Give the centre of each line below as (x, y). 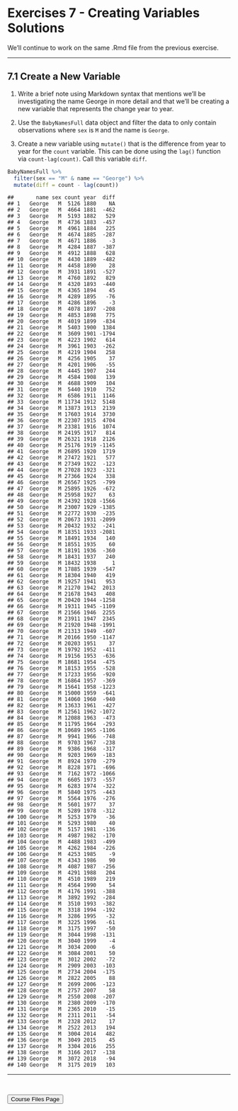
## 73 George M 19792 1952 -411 (61, 650)
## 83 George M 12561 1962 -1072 (61, 712)
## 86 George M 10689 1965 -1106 (61, 731)
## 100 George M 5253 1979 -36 (61, 817)
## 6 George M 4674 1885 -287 (61, 235)
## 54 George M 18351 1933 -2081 (61, 532)
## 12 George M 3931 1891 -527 (61, 272)
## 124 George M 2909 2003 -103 (61, 966)
